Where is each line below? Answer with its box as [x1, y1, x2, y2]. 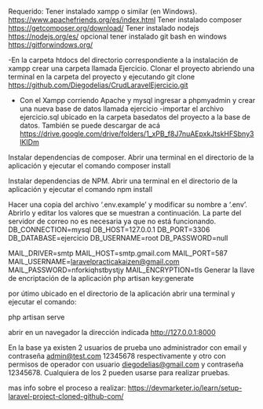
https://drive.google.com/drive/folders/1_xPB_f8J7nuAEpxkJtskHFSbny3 [19, 129, 254, 138]
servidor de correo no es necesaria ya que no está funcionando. [8, 216, 217, 226]
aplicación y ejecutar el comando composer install [8, 161, 171, 170]
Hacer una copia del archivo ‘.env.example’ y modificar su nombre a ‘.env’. [8, 200, 247, 209]
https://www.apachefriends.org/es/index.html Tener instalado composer [8, 15, 242, 24]
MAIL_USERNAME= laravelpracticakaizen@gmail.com [8, 257, 180, 266]
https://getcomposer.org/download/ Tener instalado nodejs [8, 24, 199, 32]
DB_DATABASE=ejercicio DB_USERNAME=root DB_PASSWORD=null [8, 234, 228, 242]
